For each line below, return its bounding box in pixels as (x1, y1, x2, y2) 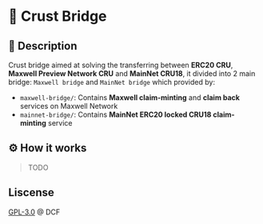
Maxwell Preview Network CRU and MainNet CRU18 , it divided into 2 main (8, 69, 256, 78)
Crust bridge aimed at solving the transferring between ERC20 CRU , (8, 60, 233, 70)
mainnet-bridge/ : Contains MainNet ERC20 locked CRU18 (19, 110, 212, 119)
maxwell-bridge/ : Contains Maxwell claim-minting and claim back (19, 93, 240, 102)
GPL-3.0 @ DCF (8, 207, 61, 217)
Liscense (8, 186, 54, 199)
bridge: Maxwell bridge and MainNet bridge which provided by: (8, 78, 216, 86)
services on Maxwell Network (19, 102, 118, 110)
